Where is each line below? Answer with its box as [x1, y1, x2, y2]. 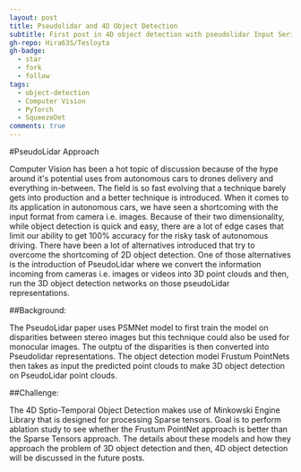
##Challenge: [9, 388, 60, 398]
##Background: [9, 305, 67, 315]
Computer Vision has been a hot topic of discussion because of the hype [9, 163, 279, 174]
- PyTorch [17, 105, 54, 114]
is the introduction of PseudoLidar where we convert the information [9, 259, 262, 269]
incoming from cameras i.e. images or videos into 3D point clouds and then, [9, 268, 289, 279]
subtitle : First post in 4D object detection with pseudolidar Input [9, 30, 275, 39]
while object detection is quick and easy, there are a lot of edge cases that [9, 221, 284, 232]
